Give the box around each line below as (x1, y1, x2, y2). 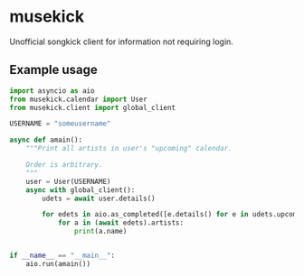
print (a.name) (73, 227, 128, 236)
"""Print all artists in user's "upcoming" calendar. (25, 144, 233, 153)
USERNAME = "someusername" (9, 119, 111, 128)
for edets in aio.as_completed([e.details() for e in (42, 210, 249, 219)
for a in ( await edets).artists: (57, 218, 184, 227)
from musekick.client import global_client (9, 103, 176, 112)
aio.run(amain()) (25, 259, 91, 268)
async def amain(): (9, 135, 83, 145)
